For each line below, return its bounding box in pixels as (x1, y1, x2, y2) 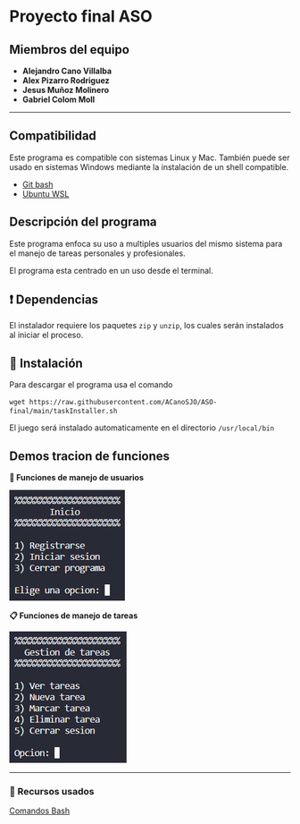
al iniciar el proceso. (9, 329, 84, 341)
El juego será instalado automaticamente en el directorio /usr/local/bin (9, 422, 275, 433)
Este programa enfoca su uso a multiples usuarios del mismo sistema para (9, 238, 283, 249)
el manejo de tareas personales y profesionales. (9, 248, 186, 259)
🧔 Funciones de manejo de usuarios (9, 472, 145, 483)
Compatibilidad (9, 128, 96, 144)
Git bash (21, 179, 54, 190)
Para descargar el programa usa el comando (9, 379, 173, 390)
